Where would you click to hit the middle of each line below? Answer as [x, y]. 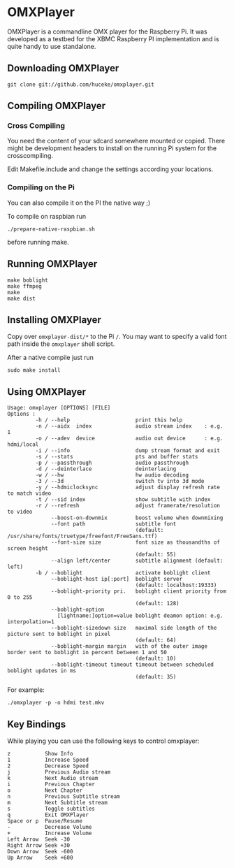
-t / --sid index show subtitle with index [123, 500]
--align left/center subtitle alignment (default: [137, 561]
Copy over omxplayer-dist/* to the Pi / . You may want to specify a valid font [117, 337]
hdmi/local [23, 444]
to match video [29, 493]
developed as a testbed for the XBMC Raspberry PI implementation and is [113, 38]
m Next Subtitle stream [58, 802]
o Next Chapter [45, 790]
